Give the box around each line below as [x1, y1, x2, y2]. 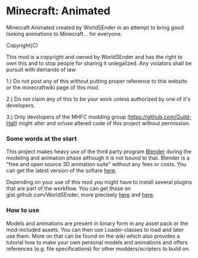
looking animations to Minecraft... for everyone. [6, 30, 122, 37]
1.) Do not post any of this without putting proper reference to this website [6, 77, 187, 85]
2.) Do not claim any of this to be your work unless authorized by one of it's [6, 95, 191, 102]
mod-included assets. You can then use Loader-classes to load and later [6, 226, 184, 233]
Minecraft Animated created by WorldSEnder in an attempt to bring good [6, 24, 184, 31]
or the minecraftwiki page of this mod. [6, 83, 100, 91]
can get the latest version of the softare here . [6, 167, 117, 174]
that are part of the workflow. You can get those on [6, 185, 131, 192]
